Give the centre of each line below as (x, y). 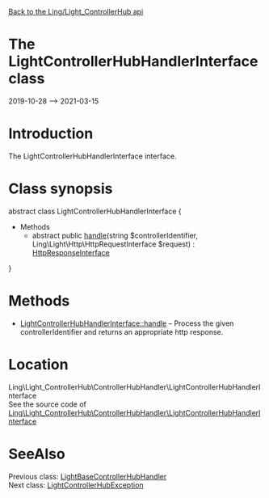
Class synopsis (61, 189)
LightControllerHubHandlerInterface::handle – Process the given (127, 323)
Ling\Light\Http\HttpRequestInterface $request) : (113, 244)
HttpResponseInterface (71, 252)
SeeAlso (37, 454)
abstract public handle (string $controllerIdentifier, (115, 235)
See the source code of (48, 404)
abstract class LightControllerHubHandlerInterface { (95, 211)
